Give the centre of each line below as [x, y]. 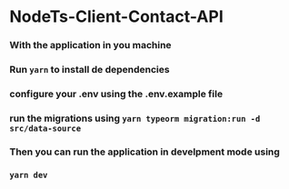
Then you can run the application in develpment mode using [144, 152]
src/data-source [45, 128]
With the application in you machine [90, 45]
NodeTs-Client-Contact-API [117, 17]
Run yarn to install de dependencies [90, 70]
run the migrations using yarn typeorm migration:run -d [135, 118]
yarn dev [29, 175]
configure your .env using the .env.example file [116, 94]
